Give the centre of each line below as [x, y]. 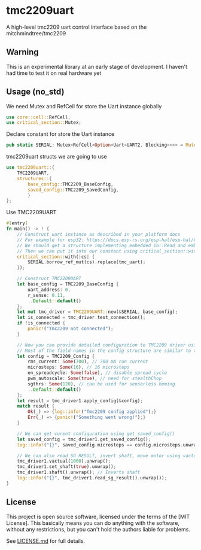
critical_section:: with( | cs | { [56, 257]
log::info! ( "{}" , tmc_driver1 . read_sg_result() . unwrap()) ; [92, 478]
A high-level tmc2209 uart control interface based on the [77, 27]
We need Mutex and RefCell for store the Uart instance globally [84, 106]
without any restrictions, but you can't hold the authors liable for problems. [98, 529]
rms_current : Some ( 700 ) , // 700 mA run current [88, 362]
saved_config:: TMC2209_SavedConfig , [73, 190]
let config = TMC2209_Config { [56, 356]
